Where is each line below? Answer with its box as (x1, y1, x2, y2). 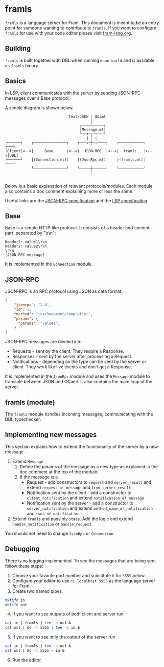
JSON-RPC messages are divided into (5, 339, 82, 345)
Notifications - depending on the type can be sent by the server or (12, 359, 147, 364)
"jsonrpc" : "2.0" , (14, 303, 51, 307)
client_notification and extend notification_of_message (26, 495, 144, 500)
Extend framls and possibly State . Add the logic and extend (12, 516, 133, 522)
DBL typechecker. (5, 417, 41, 422)
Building (5, 44, 31, 53)
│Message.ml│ (79, 127, 106, 132)
